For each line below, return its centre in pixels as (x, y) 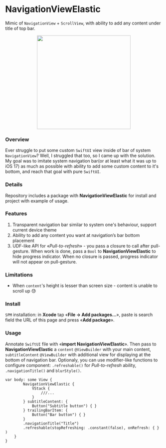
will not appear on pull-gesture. (45, 261)
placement (23, 240)
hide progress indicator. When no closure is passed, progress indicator (85, 256)
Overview (17, 139)
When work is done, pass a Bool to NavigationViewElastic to (93, 251)
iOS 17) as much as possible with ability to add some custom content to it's (82, 166)
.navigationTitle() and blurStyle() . (43, 370)
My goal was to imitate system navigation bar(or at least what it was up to (81, 161)
